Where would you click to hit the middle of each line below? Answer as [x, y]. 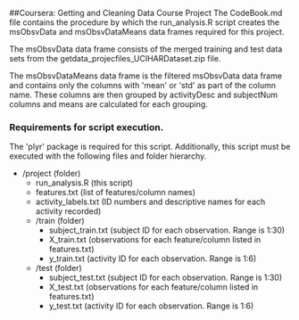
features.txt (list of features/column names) [116, 193]
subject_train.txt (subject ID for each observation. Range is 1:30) [167, 230]
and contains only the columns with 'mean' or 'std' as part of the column [143, 85]
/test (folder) [58, 268]
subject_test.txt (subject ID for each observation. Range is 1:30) [166, 278]
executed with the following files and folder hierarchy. [108, 156]
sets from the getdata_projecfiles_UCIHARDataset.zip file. [115, 58]
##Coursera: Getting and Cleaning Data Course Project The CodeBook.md [146, 13]
